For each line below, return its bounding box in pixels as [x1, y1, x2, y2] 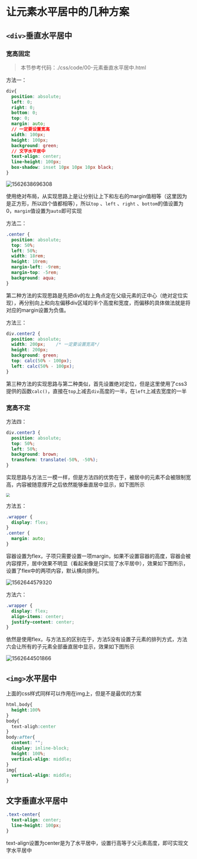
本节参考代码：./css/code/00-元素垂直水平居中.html [20, 64, 147, 71]
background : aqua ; [11, 275, 57, 281]
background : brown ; [11, 451, 59, 457]
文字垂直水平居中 [6, 796, 68, 806]
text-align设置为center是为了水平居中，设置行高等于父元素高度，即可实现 [6, 839, 184, 846]
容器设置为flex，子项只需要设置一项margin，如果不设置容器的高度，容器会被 [6, 552, 191, 559]
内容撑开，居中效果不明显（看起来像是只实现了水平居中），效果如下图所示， [6, 559, 189, 566]
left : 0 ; [11, 99, 33, 105]
